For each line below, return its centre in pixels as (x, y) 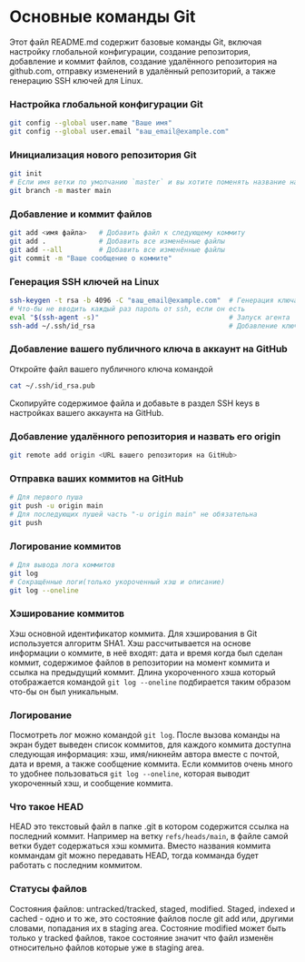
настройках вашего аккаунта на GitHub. (87, 412)
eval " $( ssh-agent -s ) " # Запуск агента (150, 317)
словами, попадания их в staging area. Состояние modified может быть (148, 928)
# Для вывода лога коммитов (63, 565)
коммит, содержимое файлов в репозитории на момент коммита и (140, 663)
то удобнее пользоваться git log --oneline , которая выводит (130, 774)
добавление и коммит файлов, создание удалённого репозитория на (143, 61)
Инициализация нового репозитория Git (103, 155)
